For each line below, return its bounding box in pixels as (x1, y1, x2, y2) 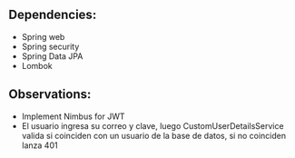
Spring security (21, 41, 80, 52)
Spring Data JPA (21, 50, 84, 62)
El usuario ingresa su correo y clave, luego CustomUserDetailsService (21, 120, 284, 131)
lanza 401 (21, 140, 58, 151)
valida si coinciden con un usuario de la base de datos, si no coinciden (21, 130, 287, 141)
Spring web (21, 31, 65, 42)
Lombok (21, 60, 54, 71)
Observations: (8, 86, 92, 103)
